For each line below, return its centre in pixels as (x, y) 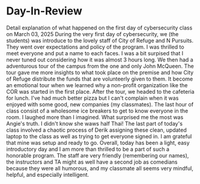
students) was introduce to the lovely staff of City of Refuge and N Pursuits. (100, 40)
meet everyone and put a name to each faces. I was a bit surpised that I (95, 53)
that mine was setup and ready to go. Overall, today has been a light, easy (98, 143)
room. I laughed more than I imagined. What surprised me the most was (95, 117)
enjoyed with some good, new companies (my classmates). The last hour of (100, 104)
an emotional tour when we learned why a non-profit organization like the (97, 85)
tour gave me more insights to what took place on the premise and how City (100, 72)
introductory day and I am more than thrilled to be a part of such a (88, 149)
